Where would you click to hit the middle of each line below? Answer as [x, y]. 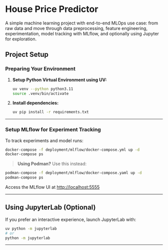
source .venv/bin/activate [40, 93]
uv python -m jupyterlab [31, 229]
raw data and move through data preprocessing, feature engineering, [76, 28]
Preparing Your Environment [40, 69]
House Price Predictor [52, 9]
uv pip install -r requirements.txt [50, 112]
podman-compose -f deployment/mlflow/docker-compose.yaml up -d [73, 173]
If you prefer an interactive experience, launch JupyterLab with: [71, 219]
